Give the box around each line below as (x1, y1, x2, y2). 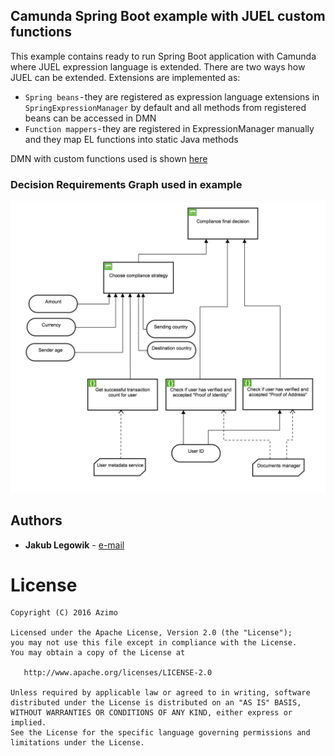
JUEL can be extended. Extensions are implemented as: (10, 71, 241, 83)
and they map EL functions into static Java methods (24, 133, 239, 145)
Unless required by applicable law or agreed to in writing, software (10, 688, 311, 698)
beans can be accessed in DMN (24, 112, 157, 124)
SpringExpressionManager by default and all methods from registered (24, 101, 307, 113)
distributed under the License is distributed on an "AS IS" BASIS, (10, 698, 302, 708)
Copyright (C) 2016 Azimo (10, 608, 118, 618)
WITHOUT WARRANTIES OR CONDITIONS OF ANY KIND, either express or (10, 708, 293, 718)
